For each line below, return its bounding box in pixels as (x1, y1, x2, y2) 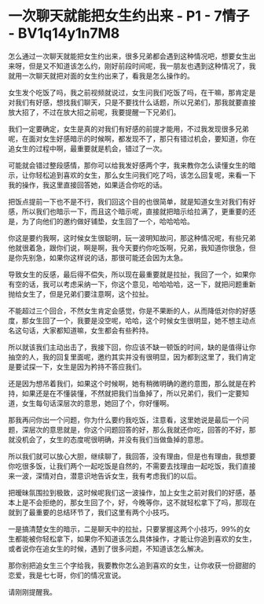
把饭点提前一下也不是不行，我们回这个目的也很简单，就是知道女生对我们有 (8, 197, 249, 206)
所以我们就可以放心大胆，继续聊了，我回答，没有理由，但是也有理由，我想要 (8, 451, 256, 461)
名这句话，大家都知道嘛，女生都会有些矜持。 (8, 326, 153, 335)
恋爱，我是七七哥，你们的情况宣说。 (8, 570, 126, 580)
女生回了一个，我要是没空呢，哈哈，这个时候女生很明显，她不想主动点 (28, 315, 256, 325)
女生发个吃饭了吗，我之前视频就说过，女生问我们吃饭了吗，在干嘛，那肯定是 (8, 87, 256, 97)
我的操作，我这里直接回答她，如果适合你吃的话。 (8, 180, 167, 190)
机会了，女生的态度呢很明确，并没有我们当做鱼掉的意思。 (21, 434, 208, 444)
